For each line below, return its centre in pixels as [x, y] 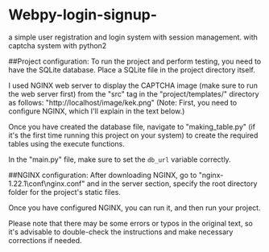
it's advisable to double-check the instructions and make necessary [121, 232]
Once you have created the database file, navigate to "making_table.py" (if [132, 126]
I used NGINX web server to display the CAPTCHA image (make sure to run [133, 85]
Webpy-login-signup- [83, 15]
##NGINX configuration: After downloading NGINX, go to [103, 175]
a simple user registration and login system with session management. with [133, 37]
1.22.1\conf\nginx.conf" [47, 184]
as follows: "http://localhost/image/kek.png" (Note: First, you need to [123, 102]
